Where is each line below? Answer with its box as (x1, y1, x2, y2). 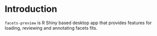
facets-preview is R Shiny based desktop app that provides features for (4, 20, 152, 26)
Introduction (4, 3, 57, 15)
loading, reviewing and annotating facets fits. (4, 25, 98, 31)
